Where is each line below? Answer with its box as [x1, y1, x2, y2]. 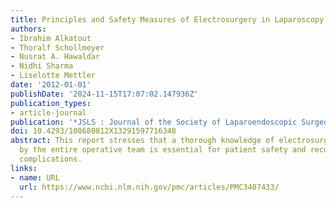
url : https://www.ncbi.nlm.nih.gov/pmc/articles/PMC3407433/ [19, 182, 280, 192]
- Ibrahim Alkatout [10, 33, 92, 43]
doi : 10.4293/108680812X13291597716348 [10, 126, 177, 136]
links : [10, 163, 38, 173]
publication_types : [10, 98, 92, 108]
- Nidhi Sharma [10, 61, 74, 71]
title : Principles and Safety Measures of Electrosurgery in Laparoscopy [10, 14, 325, 25]
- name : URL [10, 172, 60, 183]
